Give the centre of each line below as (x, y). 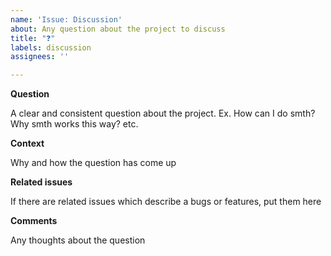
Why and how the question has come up (93, 163)
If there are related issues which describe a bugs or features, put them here (166, 202)
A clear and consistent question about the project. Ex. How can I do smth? (163, 113)
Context (27, 143)
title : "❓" (33, 38)
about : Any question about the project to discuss (118, 29)
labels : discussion (51, 47)
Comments (34, 221)
